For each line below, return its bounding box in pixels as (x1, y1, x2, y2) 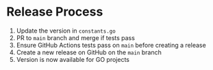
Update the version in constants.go (16, 27, 116, 35)
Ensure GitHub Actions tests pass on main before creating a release (16, 41, 206, 49)
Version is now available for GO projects (16, 55, 129, 63)
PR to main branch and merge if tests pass (16, 33, 135, 41)
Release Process (6, 4, 103, 20)
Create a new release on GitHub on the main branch (16, 48, 162, 56)
